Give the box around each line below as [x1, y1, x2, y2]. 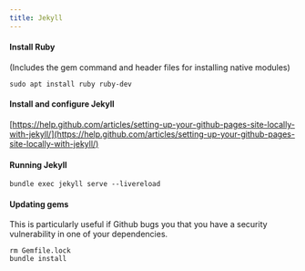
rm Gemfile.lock [9, 246, 71, 255]
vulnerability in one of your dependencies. [9, 229, 168, 240]
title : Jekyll [9, 13, 64, 23]
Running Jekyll [9, 159, 67, 170]
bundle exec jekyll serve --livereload [9, 180, 161, 189]
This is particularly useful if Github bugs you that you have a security [9, 219, 268, 230]
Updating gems [9, 198, 69, 210]
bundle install [9, 255, 67, 264]
